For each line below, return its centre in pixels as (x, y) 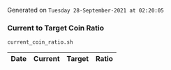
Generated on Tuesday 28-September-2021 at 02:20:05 (85, 10)
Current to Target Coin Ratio (56, 28)
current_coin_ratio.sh (40, 42)
